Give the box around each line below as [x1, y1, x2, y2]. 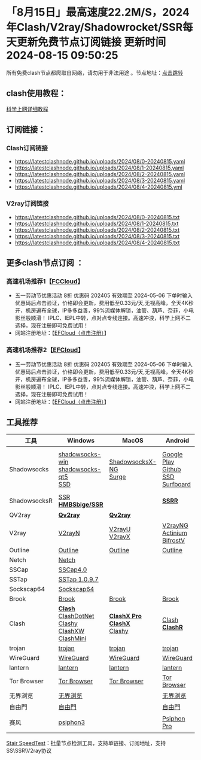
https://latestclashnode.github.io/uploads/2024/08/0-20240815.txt [14, 213, 180, 220]
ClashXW [58, 626, 85, 635]
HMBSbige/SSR [58, 500, 103, 508]
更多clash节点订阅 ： [6, 258, 84, 268]
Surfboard [162, 480, 191, 488]
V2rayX [109, 532, 130, 541]
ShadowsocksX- [109, 458, 157, 466]
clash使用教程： [6, 88, 67, 99]
